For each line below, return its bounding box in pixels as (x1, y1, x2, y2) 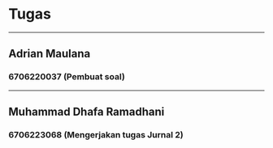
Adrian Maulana (8, 47, 91, 61)
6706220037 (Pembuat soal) (8, 71, 126, 82)
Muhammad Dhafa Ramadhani (8, 105, 165, 119)
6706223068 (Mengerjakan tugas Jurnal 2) (8, 129, 184, 140)
